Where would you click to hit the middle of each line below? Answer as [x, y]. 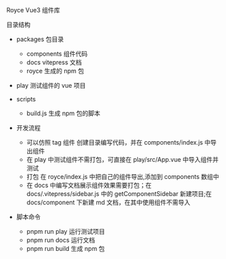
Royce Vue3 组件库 [33, 10]
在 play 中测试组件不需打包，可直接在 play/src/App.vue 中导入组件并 [123, 159]
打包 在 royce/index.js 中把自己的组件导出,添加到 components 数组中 [123, 176]
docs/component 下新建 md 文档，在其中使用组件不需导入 [108, 202]
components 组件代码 [57, 54]
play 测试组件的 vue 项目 [51, 85]
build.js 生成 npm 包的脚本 [63, 113]
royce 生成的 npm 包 [55, 71]
